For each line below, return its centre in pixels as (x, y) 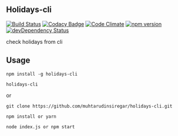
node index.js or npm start (41, 127)
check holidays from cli (34, 41)
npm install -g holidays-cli (42, 74)
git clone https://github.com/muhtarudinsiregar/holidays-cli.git (89, 106)
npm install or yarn (32, 116)
